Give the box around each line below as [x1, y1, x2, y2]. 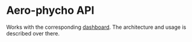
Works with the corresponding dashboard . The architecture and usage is [6, 23, 187, 31]
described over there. [6, 29, 60, 37]
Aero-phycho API [6, 4, 94, 17]
